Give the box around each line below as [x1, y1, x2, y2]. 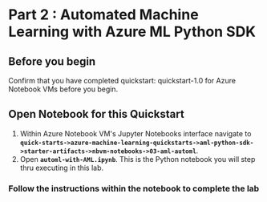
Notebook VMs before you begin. [8, 84, 119, 94]
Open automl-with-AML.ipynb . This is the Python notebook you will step [19, 154, 256, 164]
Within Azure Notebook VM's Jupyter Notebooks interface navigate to [19, 128, 252, 138]
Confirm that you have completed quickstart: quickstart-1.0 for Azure [8, 76, 237, 85]
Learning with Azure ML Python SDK [8, 22, 257, 41]
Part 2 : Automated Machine [8, 6, 199, 24]
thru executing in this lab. [19, 163, 104, 172]
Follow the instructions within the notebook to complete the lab [8, 183, 260, 194]
